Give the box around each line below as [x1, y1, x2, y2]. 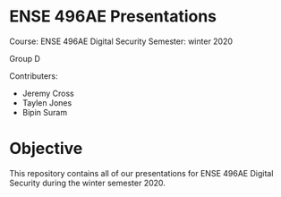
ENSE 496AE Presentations [9, 6, 217, 27]
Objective [9, 139, 83, 158]
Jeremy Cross [21, 88, 74, 98]
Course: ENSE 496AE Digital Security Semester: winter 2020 [9, 36, 234, 47]
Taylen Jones [21, 97, 72, 108]
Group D [9, 53, 40, 64]
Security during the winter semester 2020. [9, 177, 166, 188]
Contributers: [9, 70, 58, 81]
